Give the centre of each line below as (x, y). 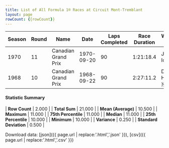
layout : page (19, 15)
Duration (144, 42)
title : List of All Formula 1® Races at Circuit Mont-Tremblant (74, 10)
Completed (114, 42)
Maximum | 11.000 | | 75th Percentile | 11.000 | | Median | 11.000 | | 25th (80, 114)
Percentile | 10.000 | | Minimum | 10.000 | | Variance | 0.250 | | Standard (81, 119)
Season (17, 39)
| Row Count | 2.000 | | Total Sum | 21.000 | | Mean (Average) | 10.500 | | (81, 109)
